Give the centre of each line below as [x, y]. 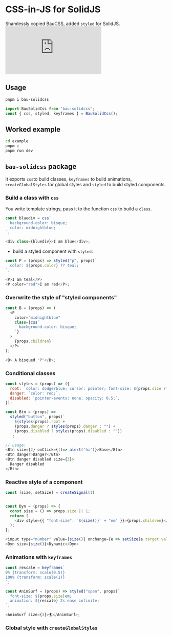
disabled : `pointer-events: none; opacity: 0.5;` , [65, 398]
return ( [19, 516]
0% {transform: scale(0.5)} [35, 573]
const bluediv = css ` [28, 218]
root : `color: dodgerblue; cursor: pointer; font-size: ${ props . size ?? [89, 388]
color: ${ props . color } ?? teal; [45, 266]
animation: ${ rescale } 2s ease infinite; [55, 601]
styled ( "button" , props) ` [38, 417]
